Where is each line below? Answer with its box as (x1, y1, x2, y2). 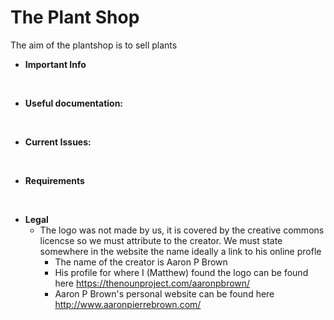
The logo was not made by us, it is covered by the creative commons (39, 224, 325, 236)
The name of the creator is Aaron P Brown (54, 256, 228, 268)
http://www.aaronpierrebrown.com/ (54, 298, 202, 310)
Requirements (24, 174, 85, 186)
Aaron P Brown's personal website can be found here (54, 287, 275, 300)
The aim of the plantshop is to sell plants (10, 39, 178, 51)
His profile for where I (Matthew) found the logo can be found (54, 266, 309, 278)
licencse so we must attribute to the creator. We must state (39, 234, 283, 246)
